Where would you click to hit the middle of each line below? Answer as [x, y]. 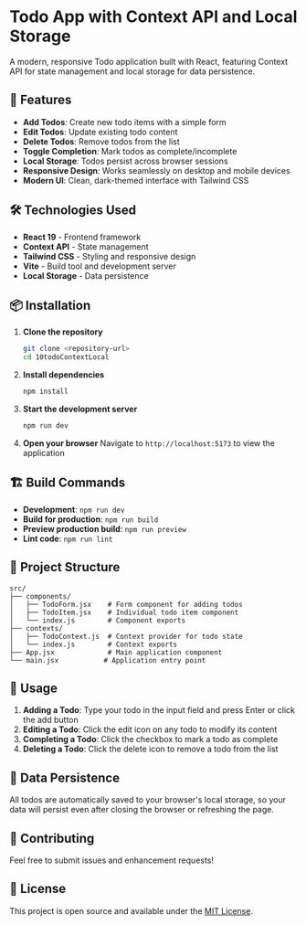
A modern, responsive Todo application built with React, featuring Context [149, 61]
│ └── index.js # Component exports [97, 620]
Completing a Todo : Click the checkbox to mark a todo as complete [150, 739]
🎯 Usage [33, 688]
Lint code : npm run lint [68, 538]
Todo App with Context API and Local [153, 17]
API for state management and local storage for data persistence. [132, 71]
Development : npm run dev [74, 509]
